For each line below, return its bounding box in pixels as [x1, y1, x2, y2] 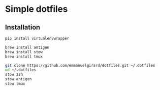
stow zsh [5, 72, 23, 77]
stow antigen [5, 77, 32, 82]
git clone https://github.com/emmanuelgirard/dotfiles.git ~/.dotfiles [5, 63, 155, 68]
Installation [5, 23, 40, 31]
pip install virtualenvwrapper [5, 36, 69, 41]
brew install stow [5, 49, 43, 55]
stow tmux [5, 81, 26, 86]
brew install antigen [5, 45, 50, 50]
